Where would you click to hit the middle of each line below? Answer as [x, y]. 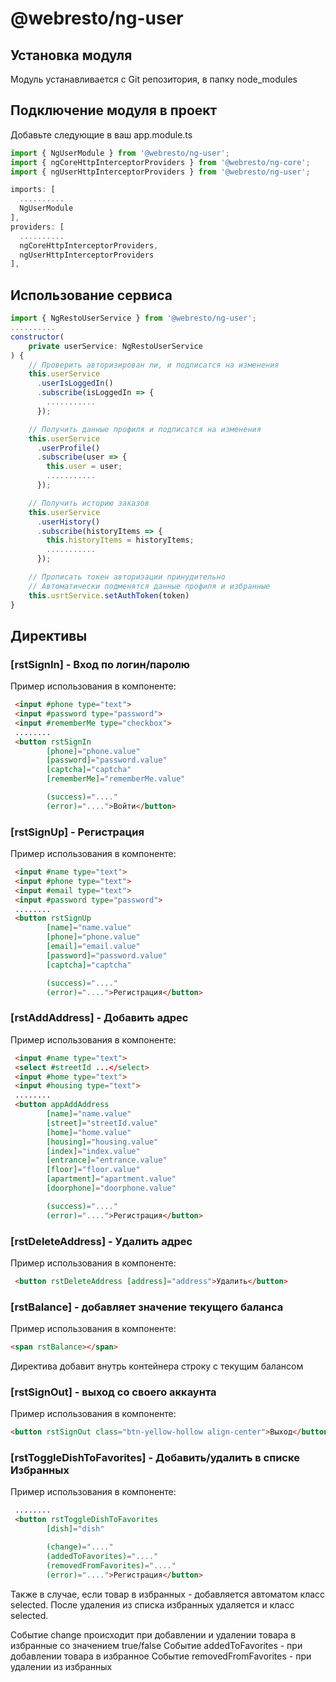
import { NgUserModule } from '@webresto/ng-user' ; [120, 153]
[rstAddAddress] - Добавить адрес [99, 1018]
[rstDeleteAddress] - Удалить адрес [101, 1241]
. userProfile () [68, 448]
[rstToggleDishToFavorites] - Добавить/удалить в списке [155, 1458]
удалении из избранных [61, 1666]
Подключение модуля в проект [114, 110]
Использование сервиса [91, 295]
